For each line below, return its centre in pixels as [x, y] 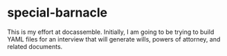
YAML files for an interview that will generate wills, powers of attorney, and [114, 39]
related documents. [35, 46]
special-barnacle [57, 13]
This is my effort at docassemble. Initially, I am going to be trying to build [111, 32]
